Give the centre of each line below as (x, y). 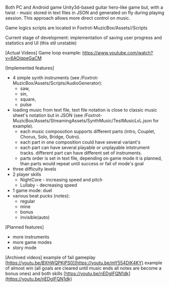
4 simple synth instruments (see (46, 78)
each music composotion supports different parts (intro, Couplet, (88, 131)
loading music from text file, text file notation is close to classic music (85, 110)
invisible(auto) (35, 217)
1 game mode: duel (32, 190)
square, (28, 99)
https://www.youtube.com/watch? (118, 53)
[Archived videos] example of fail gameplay (50, 257)
